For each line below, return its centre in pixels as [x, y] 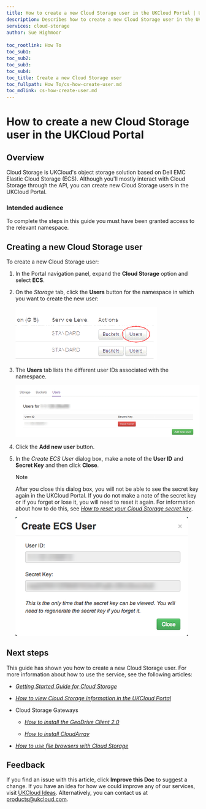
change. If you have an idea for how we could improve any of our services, [101, 786]
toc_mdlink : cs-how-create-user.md [52, 91]
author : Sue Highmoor [34, 33]
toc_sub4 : [19, 71]
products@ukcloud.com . [37, 799]
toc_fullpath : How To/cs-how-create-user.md [64, 84]
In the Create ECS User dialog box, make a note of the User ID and [99, 458]
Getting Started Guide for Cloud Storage [66, 686]
